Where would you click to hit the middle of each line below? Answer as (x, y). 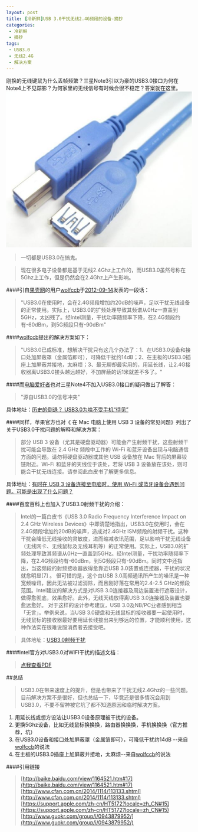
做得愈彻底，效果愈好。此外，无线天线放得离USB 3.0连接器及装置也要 (105, 598)
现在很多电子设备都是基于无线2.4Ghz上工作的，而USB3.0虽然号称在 (103, 270)
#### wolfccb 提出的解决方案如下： (48, 337)
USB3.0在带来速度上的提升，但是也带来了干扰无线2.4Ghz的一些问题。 (106, 690)
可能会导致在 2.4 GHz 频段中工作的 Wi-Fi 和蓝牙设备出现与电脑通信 (107, 449)
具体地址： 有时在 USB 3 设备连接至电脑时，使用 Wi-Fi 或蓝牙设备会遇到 (93, 484)
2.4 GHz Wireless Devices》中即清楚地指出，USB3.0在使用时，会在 (103, 524)
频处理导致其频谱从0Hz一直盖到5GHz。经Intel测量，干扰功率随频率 (102, 554)
